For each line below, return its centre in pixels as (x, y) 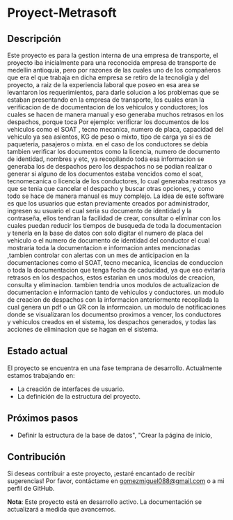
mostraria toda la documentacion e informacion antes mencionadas (104, 248)
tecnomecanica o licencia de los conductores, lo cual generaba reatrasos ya (116, 181)
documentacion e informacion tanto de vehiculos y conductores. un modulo (116, 292)
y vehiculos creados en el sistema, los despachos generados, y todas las (112, 322)
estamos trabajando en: (41, 375)
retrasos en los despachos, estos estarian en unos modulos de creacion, (111, 277)
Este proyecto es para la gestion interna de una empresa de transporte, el (113, 55)
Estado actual (38, 351)
